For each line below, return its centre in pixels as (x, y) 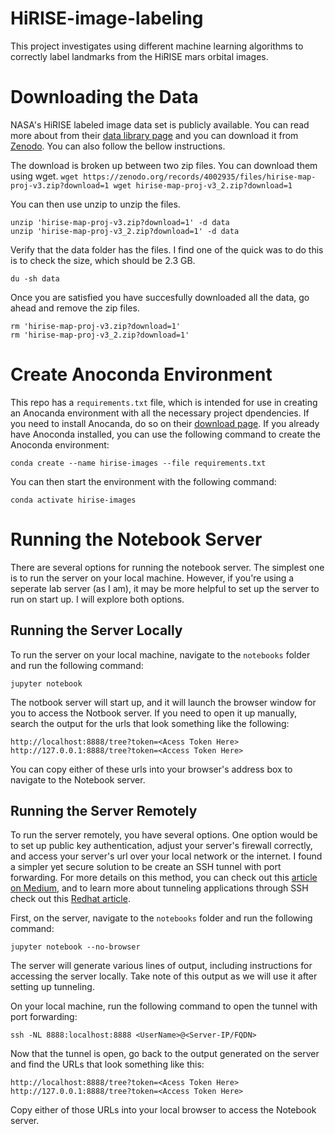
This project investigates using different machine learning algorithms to (157, 46)
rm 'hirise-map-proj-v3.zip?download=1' (96, 326)
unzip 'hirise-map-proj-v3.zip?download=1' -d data (120, 222)
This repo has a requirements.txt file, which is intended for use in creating (164, 402)
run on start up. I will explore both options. (97, 599)
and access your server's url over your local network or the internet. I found (166, 856)
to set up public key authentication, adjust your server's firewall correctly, (161, 846)
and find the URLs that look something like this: (107, 1064)
